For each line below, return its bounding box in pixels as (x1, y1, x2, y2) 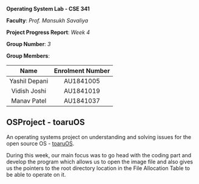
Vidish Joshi (11, 87, 47, 95)
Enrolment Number (53, 67, 110, 75)
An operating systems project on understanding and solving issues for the (6, 133, 192, 140)
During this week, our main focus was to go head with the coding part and (6, 151, 192, 158)
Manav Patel (11, 97, 47, 105)
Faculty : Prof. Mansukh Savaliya (6, 17, 89, 24)
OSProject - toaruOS (6, 117, 85, 128)
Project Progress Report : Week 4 (6, 29, 90, 36)
